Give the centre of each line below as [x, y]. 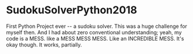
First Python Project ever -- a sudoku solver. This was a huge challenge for [97, 26]
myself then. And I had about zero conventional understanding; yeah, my [94, 32]
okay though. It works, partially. [44, 45]
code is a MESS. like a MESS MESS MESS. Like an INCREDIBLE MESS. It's [95, 38]
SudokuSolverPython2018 [72, 10]
